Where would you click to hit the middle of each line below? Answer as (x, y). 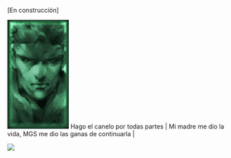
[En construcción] (33, 10)
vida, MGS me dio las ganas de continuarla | (71, 134)
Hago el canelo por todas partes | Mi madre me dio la (147, 126)
